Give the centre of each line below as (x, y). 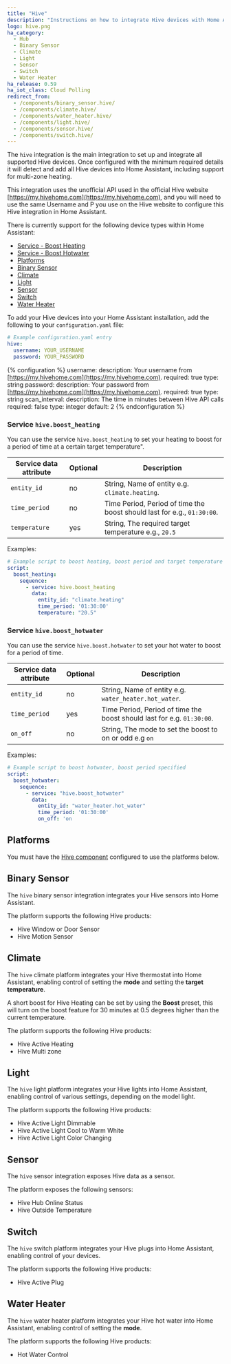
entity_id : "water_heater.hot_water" (92, 806)
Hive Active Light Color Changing (64, 1138)
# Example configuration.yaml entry (59, 338)
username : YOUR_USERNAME (49, 350)
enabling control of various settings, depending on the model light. (101, 1097)
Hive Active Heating (45, 1044)
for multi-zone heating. (40, 177)
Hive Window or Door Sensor (58, 929)
